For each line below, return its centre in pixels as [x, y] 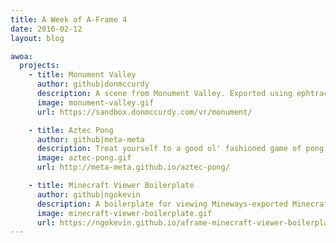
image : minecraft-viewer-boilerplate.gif [124, 213]
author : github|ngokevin [88, 194]
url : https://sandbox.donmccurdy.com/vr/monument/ [144, 112]
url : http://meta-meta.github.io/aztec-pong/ [133, 167]
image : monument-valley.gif [95, 102]
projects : [39, 66]
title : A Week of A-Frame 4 [69, 19]
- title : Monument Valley [82, 75]
